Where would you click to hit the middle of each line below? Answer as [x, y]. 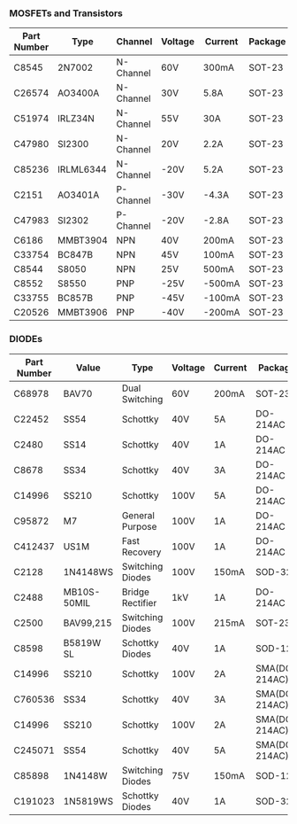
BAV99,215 [88, 623]
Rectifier [139, 602]
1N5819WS [88, 801]
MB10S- [82, 592]
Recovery [141, 552]
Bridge [136, 592]
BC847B [75, 255]
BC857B [75, 298]
